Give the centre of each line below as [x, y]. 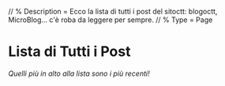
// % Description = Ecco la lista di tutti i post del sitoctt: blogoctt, [113, 11]
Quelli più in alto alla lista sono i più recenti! [79, 73]
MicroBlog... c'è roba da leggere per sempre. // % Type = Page [111, 20]
